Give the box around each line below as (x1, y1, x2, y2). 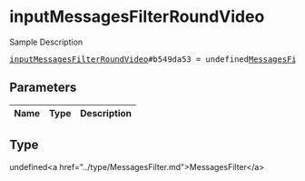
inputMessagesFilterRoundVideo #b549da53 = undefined (9, 54, 250, 65)
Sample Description (9, 36, 84, 47)
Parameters (9, 80, 77, 96)
